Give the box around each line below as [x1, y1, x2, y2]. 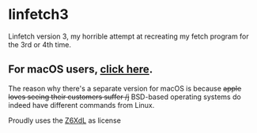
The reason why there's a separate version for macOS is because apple [8, 83, 242, 93]
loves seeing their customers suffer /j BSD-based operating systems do [8, 92, 241, 102]
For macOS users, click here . [8, 63, 153, 76]
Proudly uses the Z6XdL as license [8, 116, 121, 125]
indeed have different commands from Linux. [8, 100, 155, 109]
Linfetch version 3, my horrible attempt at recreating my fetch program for [8, 31, 249, 41]
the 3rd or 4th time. [8, 39, 72, 49]
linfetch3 [8, 6, 69, 24]
